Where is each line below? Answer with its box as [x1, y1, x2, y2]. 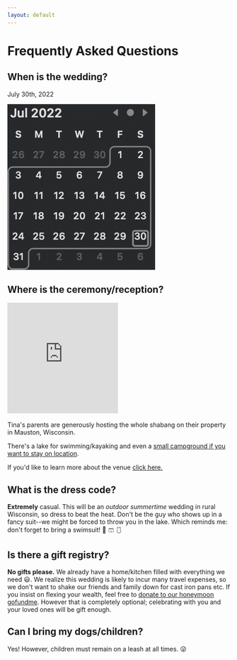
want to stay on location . [7, 449, 79, 458]
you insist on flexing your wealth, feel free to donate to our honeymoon [7, 591, 214, 599]
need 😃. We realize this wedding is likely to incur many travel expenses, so [7, 575, 226, 584]
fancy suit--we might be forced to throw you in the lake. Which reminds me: [7, 518, 228, 526]
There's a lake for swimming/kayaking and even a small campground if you [7, 442, 226, 450]
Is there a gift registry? [7, 549, 110, 561]
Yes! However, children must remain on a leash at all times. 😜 [7, 644, 187, 653]
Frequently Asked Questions [7, 43, 179, 59]
